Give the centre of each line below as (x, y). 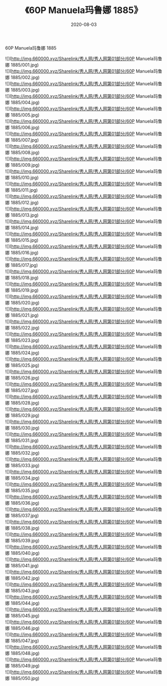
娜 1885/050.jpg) (22, 678)
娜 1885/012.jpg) (22, 202)
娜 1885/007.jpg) (22, 140)
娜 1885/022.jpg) (22, 327)
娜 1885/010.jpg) (22, 177)
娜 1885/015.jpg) (22, 240)
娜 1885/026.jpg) (22, 378)
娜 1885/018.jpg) (22, 277)
